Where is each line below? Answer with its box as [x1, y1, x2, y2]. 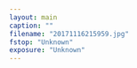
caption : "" [9, 21, 53, 30]
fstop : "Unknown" [9, 37, 74, 47]
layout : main [9, 12, 58, 22]
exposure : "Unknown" [9, 46, 86, 55]
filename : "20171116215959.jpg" [9, 29, 129, 38]
